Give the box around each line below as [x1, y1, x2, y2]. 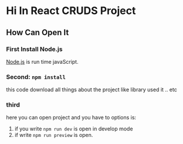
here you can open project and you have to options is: [6, 114, 137, 121]
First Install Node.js [6, 45, 63, 53]
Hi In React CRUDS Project [6, 4, 136, 18]
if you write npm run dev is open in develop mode [14, 125, 133, 132]
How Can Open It [6, 28, 69, 37]
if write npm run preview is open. [14, 132, 93, 139]
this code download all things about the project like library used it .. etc [6, 86, 177, 93]
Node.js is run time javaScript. [6, 58, 79, 65]
